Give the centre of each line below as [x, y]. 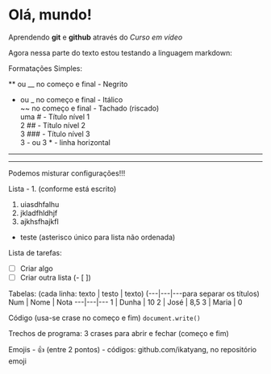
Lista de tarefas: [35, 252]
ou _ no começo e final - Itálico [71, 99]
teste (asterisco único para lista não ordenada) [98, 237]
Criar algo [37, 268]
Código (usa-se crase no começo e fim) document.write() [104, 318]
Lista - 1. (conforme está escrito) [63, 189]
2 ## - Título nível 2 [53, 125]
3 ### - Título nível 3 [55, 134]
